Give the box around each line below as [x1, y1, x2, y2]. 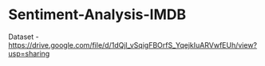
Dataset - [8, 32, 39, 41]
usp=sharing [8, 49, 50, 58]
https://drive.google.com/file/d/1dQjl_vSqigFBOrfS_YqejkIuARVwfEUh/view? [8, 40, 258, 49]
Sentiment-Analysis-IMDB [8, 6, 186, 24]
